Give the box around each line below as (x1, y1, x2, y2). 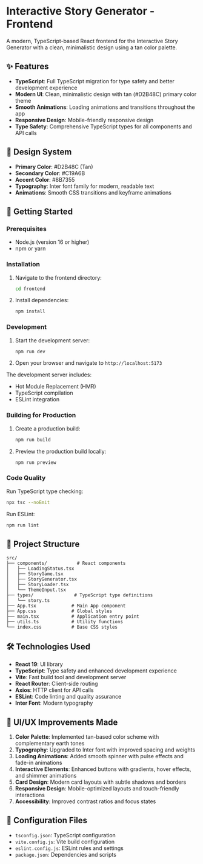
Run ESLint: (6, 510, 35, 517)
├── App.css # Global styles (6, 608, 113, 615)
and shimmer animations (15, 772, 77, 779)
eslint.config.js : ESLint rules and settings (15, 844, 124, 852)
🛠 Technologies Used (6, 641, 91, 652)
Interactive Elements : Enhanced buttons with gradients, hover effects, (15, 766, 191, 773)
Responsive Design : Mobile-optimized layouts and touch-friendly (15, 785, 179, 792)
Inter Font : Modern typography (15, 699, 93, 707)
